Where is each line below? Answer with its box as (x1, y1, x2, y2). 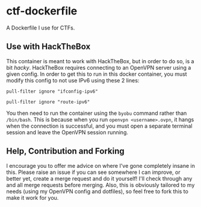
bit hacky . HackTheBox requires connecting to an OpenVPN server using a (6, 64, 191, 71)
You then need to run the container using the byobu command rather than (6, 110, 187, 117)
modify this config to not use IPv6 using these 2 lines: (6, 76, 140, 84)
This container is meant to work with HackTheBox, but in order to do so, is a (6, 57, 194, 64)
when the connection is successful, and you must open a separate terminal (6, 122, 193, 129)
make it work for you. (6, 194, 59, 201)
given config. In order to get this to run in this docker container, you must (6, 70, 188, 78)
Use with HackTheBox (6, 42, 91, 52)
